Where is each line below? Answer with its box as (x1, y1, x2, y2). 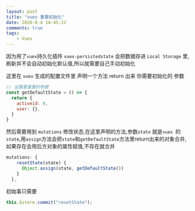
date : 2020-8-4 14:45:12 (6, 19, 67, 25)
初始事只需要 (6, 188, 37, 195)
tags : (6, 30, 19, 36)
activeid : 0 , (16, 100, 48, 106)
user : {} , (16, 106, 41, 112)
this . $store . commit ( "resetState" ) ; (6, 199, 93, 205)
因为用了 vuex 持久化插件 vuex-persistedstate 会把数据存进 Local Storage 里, (6, 53, 190, 59)
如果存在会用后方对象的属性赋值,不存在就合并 (6, 143, 116, 150)
